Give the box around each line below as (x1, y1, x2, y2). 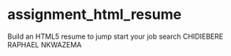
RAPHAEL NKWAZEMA (7, 39, 82, 49)
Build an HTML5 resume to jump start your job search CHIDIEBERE (7, 32, 224, 41)
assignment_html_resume (7, 6, 182, 24)
